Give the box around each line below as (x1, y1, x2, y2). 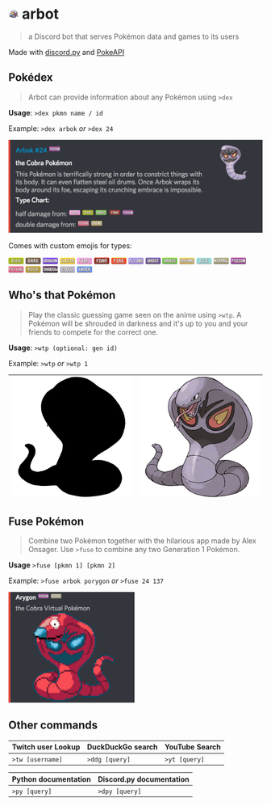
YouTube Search (164, 742, 222, 752)
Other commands (8, 719, 98, 732)
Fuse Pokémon (8, 515, 85, 529)
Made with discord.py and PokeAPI (8, 47, 125, 57)
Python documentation (11, 774, 91, 784)
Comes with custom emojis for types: (8, 240, 132, 251)
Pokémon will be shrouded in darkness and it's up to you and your (27, 319, 248, 328)
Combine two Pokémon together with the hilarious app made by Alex (27, 536, 256, 546)
